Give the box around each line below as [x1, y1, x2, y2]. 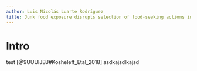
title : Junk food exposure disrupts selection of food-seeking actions [6, 14, 185, 20]
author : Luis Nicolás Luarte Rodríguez [6, 8, 104, 15]
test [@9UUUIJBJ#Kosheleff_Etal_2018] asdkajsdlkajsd [6, 59, 140, 66]
